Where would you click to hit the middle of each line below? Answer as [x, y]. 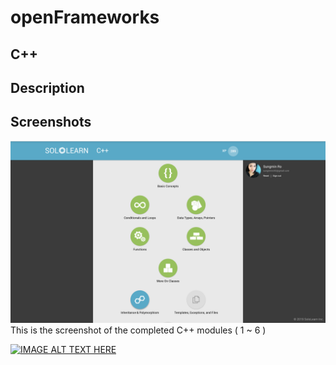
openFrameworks [85, 17]
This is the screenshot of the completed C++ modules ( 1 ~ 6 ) [138, 330]
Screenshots [51, 122]
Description [47, 87]
